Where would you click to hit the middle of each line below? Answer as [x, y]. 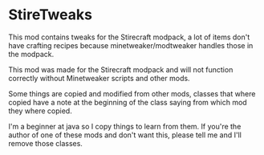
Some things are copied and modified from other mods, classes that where [132, 93]
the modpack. [31, 54]
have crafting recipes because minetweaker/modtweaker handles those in [131, 45]
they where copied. [40, 111]
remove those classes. [45, 143]
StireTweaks [50, 15]
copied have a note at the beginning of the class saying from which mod [128, 102]
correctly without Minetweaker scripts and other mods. [99, 78]
